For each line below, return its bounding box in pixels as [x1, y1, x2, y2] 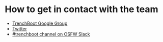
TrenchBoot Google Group [12, 20, 68, 26]
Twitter [12, 25, 28, 31]
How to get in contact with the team [5, 4, 158, 15]
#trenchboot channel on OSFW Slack [12, 31, 90, 37]
